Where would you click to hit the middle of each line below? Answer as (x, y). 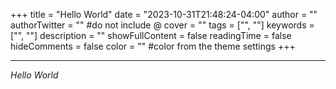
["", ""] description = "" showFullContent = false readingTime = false (151, 35)
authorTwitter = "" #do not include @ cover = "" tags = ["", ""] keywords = (162, 25)
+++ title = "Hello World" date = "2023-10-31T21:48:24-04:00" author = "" (164, 14)
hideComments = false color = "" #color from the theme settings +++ (153, 46)
